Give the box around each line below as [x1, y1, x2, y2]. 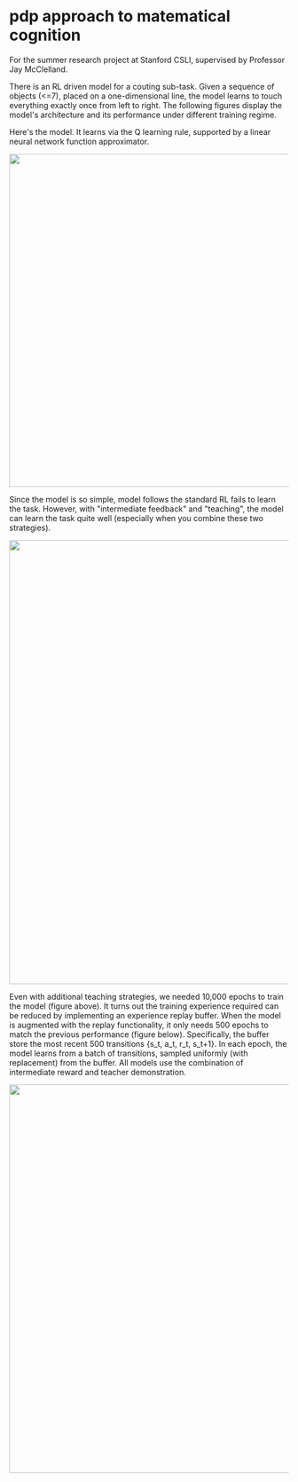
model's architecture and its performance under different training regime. [9, 109, 277, 120]
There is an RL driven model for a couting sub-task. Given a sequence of [9, 81, 275, 91]
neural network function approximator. [9, 136, 149, 147]
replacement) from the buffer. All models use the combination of [9, 1057, 244, 1067]
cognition [9, 25, 82, 45]
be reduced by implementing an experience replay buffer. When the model [9, 1010, 281, 1020]
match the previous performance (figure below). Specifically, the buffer [9, 1028, 270, 1040]
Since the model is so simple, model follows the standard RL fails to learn [9, 494, 277, 504]
